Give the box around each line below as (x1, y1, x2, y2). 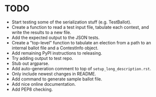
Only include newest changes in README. (11, 71, 96, 77)
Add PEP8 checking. (11, 86, 53, 92)
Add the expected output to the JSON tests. (11, 35, 100, 40)
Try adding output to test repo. (11, 55, 74, 61)
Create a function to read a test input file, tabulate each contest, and (11, 24, 149, 30)
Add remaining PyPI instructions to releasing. (11, 50, 102, 56)
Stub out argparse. (11, 60, 50, 66)
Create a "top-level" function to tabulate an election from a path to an (11, 39, 152, 45)
